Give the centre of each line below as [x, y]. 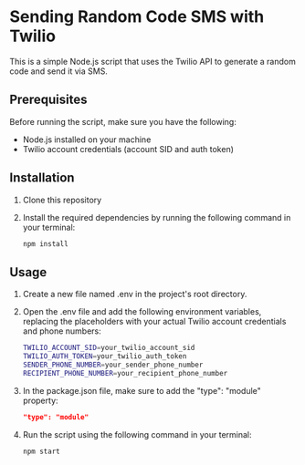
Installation [42, 178]
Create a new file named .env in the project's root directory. [135, 294]
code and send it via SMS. [58, 71]
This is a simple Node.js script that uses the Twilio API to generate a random [153, 61]
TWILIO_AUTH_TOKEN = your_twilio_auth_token [105, 356]
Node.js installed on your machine [87, 139]
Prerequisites [48, 100]
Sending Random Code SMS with [137, 17]
